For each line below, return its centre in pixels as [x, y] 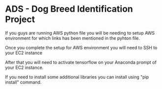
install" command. [23, 82]
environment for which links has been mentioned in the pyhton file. [73, 38]
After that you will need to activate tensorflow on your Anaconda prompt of [81, 62]
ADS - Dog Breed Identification [69, 9]
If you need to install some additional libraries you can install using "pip [77, 77]
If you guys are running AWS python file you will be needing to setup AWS [80, 33]
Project [20, 19]
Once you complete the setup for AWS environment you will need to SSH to [81, 47]
